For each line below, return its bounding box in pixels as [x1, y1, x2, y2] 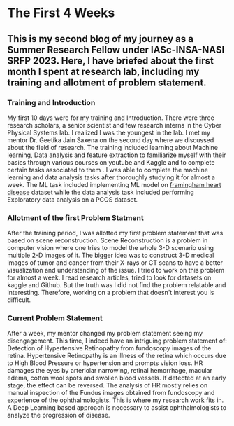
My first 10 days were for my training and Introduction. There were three [7, 114, 214, 122]
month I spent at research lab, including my [7, 65, 200, 78]
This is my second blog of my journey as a [7, 33, 194, 45]
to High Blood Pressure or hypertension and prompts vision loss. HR [7, 359, 203, 367]
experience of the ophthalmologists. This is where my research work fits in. [7, 396, 224, 404]
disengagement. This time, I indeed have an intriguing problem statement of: [7, 336, 227, 345]
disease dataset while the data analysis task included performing [7, 188, 194, 196]
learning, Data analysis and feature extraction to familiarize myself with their [7, 151, 226, 159]
